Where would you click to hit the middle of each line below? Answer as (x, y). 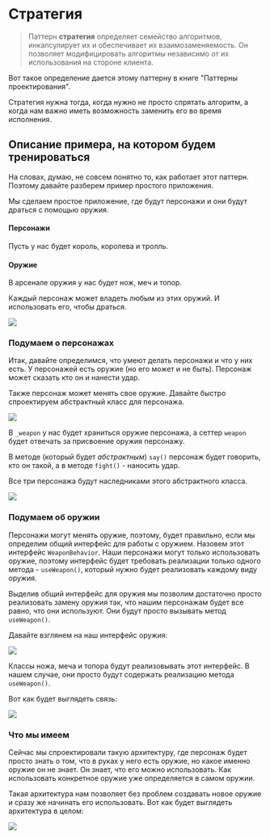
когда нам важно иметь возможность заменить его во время (115, 111)
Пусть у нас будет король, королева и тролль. (88, 246)
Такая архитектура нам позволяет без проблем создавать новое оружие (135, 794)
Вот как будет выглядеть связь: (63, 698)
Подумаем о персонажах (61, 343)
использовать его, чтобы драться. (67, 307)
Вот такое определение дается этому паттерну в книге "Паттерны (123, 78)
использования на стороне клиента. (91, 62)
